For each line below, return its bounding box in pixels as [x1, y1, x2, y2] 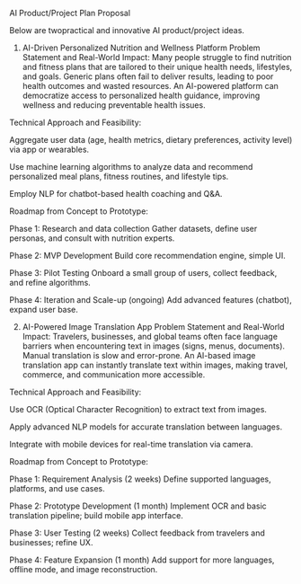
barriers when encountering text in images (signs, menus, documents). [22, 341, 286, 351]
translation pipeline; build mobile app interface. [9, 510, 184, 520]
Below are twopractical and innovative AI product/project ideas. [9, 25, 245, 35]
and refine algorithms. [9, 278, 92, 288]
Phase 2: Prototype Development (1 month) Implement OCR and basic [9, 500, 267, 511]
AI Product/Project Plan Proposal [9, 8, 131, 18]
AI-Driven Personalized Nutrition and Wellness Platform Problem [22, 42, 261, 53]
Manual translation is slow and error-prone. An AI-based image [22, 350, 256, 360]
